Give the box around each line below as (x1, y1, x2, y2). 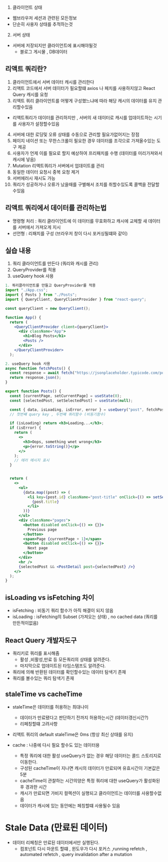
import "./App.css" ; (5, 288, 48, 293)
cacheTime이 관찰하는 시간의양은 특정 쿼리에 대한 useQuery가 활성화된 (19, 778, 160, 784)
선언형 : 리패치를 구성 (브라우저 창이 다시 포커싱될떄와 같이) (12, 230, 128, 236)
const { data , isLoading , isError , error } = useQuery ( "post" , (9, 407, 144, 412)
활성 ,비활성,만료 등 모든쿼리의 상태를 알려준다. (19, 656, 111, 662)
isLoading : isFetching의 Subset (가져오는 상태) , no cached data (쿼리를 (12, 614, 158, 620)
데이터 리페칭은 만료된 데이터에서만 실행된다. (12, 839, 100, 846)
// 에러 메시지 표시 (14, 458, 50, 463)
